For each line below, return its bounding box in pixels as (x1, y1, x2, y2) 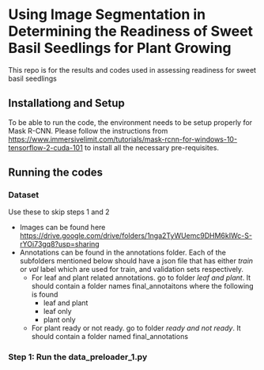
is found (31, 290, 58, 300)
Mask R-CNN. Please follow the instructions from (8, 126, 168, 135)
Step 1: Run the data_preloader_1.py (8, 352, 148, 363)
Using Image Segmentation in (8, 6, 206, 24)
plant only (43, 315, 76, 325)
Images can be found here (19, 223, 106, 232)
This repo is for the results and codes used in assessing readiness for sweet (8, 65, 257, 74)
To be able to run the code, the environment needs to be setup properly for (8, 117, 253, 127)
